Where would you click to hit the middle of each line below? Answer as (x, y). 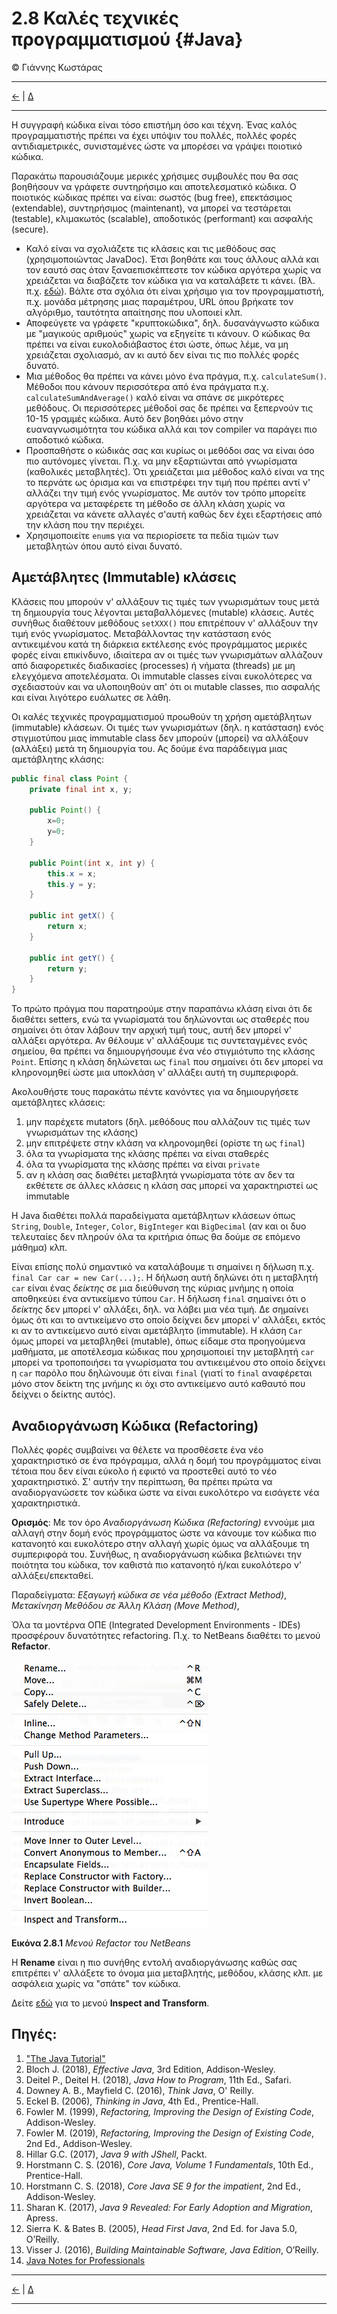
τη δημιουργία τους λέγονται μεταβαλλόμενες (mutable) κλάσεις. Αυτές (162, 612)
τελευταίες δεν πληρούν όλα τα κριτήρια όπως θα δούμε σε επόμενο (156, 1237)
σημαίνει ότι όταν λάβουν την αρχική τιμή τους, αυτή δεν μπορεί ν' (151, 1030)
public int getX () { (72, 916)
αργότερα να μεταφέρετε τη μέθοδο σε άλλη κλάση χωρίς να (155, 503)
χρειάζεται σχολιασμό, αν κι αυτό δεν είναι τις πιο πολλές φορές (162, 354)
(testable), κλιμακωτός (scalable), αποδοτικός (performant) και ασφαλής (162, 218)
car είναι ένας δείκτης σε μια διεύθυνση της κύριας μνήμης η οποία (152, 1288)
